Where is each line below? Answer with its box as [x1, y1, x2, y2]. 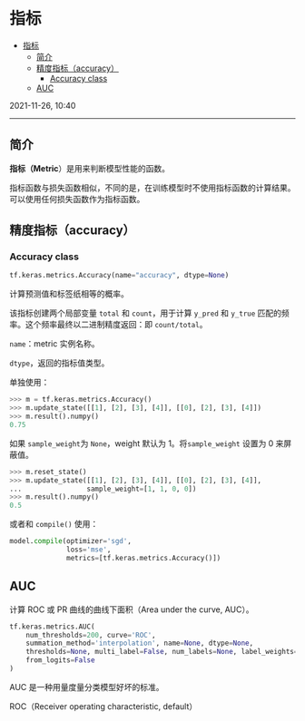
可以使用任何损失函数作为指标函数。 [9, 193, 145, 204]
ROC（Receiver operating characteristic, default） [9, 700, 198, 712]
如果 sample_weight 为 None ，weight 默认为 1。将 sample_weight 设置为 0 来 [9, 437, 284, 449]
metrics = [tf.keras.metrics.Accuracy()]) [66, 553, 221, 562]
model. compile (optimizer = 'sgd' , [9, 537, 132, 546]
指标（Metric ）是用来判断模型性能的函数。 [9, 162, 171, 173]
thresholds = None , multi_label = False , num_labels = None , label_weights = [25, 648, 299, 657]
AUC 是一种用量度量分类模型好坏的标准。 [9, 681, 164, 692]
